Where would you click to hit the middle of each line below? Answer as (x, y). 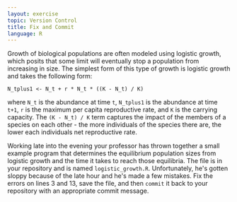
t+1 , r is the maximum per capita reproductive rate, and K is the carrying (112, 109)
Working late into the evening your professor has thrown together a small (114, 146)
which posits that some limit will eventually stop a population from (103, 61)
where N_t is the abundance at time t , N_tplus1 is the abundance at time (112, 102)
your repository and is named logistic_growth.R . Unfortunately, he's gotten (118, 168)
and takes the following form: (50, 76)
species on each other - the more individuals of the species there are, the (114, 125)
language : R (25, 34)
